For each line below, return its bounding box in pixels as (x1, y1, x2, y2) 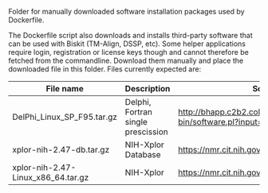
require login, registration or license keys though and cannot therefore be (8, 48, 249, 56)
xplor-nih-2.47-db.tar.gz (12, 145, 110, 155)
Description (124, 83, 171, 94)
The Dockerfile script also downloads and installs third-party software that (8, 31, 253, 40)
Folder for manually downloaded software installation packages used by (8, 7, 245, 16)
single (124, 117, 148, 127)
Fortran (124, 106, 153, 118)
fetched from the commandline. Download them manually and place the (8, 56, 244, 65)
